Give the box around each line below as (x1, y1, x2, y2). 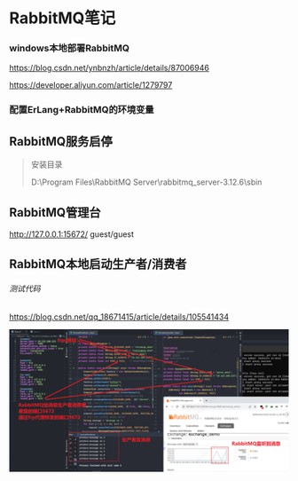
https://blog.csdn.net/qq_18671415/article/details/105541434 (9, 311, 230, 322)
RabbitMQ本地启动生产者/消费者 (9, 256, 187, 272)
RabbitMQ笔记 (9, 8, 116, 28)
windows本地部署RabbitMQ (9, 42, 130, 54)
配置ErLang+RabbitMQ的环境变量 (9, 104, 154, 116)
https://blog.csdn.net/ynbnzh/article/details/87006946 (9, 63, 210, 74)
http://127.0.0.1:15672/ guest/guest (9, 229, 135, 240)
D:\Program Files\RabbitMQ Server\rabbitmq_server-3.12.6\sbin (30, 177, 263, 187)
